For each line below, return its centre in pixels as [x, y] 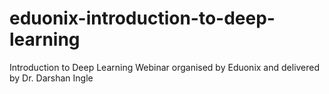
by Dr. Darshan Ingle [51, 78]
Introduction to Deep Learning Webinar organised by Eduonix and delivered [165, 67]
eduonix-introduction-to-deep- [142, 18]
